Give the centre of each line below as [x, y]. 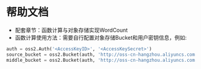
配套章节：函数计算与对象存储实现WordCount [71, 30]
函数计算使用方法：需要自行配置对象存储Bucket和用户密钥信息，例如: [101, 37]
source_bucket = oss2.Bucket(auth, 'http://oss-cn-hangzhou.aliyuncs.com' [102, 55]
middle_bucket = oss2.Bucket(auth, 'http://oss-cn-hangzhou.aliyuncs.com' [102, 60]
